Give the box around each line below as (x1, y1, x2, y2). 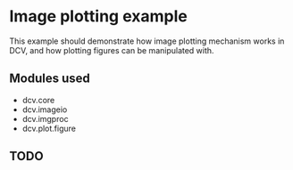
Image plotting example (9, 6, 188, 27)
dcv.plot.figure (21, 123, 76, 134)
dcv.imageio (21, 104, 68, 115)
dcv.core (21, 94, 55, 105)
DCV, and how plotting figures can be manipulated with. (9, 45, 214, 55)
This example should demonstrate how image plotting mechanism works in (9, 36, 285, 46)
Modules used (9, 71, 91, 86)
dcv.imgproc (21, 113, 69, 124)
